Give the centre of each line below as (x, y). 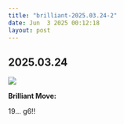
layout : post (29, 30)
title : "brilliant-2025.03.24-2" (63, 15)
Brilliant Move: (33, 96)
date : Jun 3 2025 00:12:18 (54, 23)
